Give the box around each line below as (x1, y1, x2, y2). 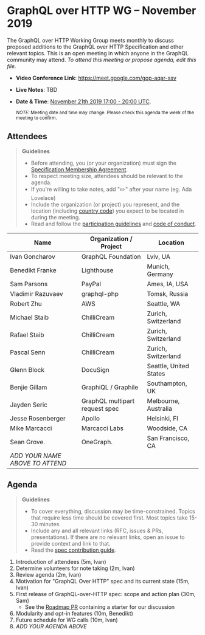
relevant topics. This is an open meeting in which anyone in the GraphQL (7, 49, 189, 57)
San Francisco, (147, 434, 190, 442)
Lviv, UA (147, 252, 171, 261)
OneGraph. (82, 438, 113, 446)
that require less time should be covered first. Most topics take (30, 514, 188, 521)
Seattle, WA (147, 299, 181, 307)
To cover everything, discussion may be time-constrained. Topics (30, 507, 195, 515)
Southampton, (147, 379, 187, 388)
